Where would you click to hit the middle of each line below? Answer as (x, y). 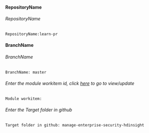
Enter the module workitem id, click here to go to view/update (70, 84)
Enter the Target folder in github (39, 110)
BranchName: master (26, 72)
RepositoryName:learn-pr (32, 34)
